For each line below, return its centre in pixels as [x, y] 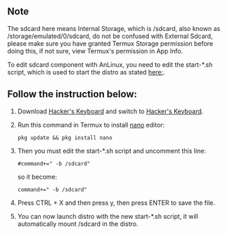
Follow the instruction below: [72, 94]
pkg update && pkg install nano [65, 138]
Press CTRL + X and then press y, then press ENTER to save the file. [116, 203]
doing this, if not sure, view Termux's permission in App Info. [95, 51]
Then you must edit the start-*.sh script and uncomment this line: [111, 151]
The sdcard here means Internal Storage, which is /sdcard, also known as [114, 28]
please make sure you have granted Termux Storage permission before [110, 43]
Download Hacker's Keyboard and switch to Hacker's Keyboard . [110, 111]
